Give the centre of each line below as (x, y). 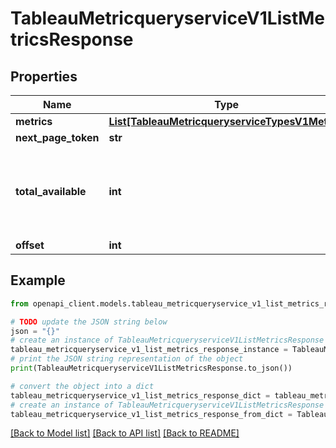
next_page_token (57, 137)
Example (38, 280)
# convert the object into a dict (82, 386)
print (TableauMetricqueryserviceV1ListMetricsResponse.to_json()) (151, 368)
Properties (44, 76)
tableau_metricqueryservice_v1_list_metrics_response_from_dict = (151, 414)
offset (30, 245)
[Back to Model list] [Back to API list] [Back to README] (125, 433)
